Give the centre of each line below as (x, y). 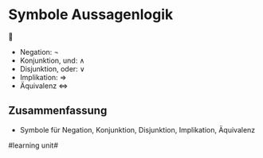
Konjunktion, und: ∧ (52, 60)
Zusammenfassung (58, 111)
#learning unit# (33, 145)
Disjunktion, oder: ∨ (52, 68)
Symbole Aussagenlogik (91, 15)
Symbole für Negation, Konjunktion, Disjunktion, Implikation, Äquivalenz (137, 129)
